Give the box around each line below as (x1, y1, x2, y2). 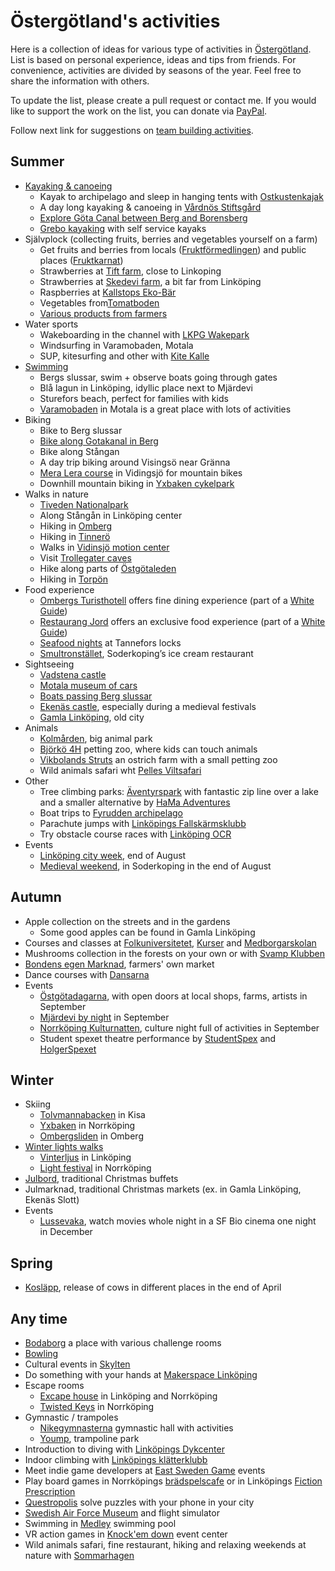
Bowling (24, 1348, 59, 1359)
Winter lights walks (24, 1141, 104, 1153)
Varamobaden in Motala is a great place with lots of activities (39, 403, 292, 415)
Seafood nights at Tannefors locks (39, 636, 182, 649)
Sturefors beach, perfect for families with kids (39, 392, 229, 404)
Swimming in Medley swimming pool (24, 1518, 177, 1529)
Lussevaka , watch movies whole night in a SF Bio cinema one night (39, 1215, 317, 1227)
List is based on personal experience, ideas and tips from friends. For (10, 53, 297, 65)
